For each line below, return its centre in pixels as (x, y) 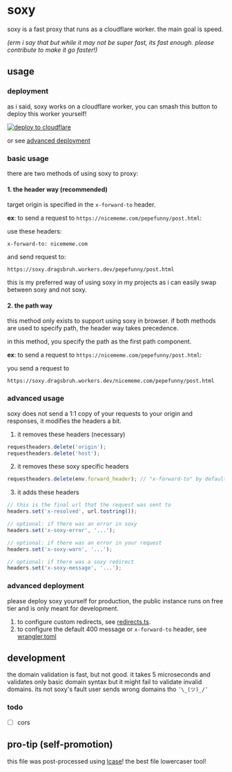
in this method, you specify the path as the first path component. (99, 341)
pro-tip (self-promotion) (60, 745)
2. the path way (30, 305)
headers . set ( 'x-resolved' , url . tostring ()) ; (72, 511)
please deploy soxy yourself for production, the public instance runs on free (115, 601)
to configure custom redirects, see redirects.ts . (84, 621)
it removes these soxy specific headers (73, 467)
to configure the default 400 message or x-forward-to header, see (112, 629)
